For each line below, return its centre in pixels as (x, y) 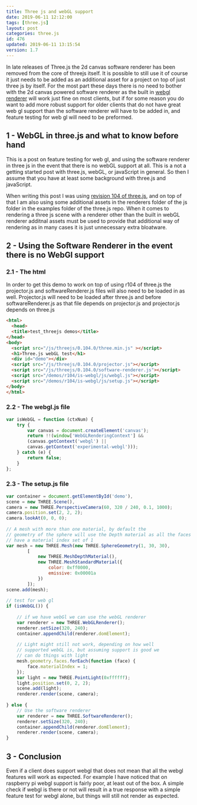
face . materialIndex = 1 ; (58, 666)
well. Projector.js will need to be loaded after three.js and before (84, 297)
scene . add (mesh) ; (27, 590)
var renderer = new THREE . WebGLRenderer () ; (71, 622)
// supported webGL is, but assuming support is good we (88, 650)
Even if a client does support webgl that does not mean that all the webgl (95, 771)
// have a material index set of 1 (50, 540)
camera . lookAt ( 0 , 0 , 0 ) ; (37, 518)
